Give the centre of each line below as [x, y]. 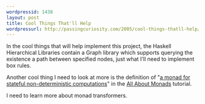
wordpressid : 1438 [30, 12]
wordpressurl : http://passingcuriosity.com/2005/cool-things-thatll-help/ [103, 29]
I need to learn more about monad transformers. [67, 95]
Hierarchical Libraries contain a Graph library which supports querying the [100, 53]
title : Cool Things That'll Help [49, 23]
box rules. [19, 66]
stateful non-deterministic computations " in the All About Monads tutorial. [99, 84]
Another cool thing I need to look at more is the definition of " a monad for [99, 77]
